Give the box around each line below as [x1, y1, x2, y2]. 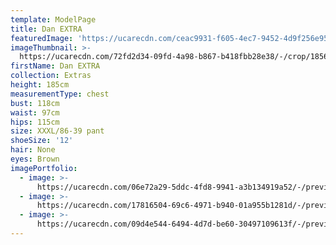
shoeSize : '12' [10, 136, 74, 146]
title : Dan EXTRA [10, 24, 83, 34]
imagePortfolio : [10, 163, 78, 173]
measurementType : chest [10, 89, 110, 99]
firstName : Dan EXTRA [10, 61, 101, 71]
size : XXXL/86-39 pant [10, 126, 105, 136]
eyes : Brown [10, 154, 60, 164]
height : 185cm [10, 80, 70, 90]
